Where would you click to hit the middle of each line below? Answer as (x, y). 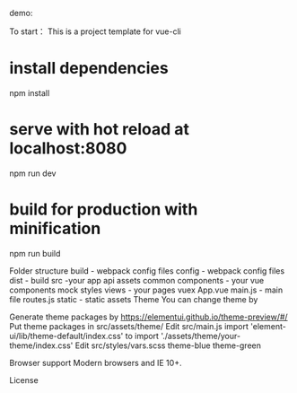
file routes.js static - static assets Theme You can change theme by (134, 299)
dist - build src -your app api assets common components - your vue (137, 280)
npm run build (35, 253)
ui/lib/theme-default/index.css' (66, 336)
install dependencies (89, 69)
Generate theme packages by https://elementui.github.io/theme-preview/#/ (149, 317)
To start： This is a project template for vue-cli (95, 31)
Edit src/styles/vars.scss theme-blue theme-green (168, 345)
